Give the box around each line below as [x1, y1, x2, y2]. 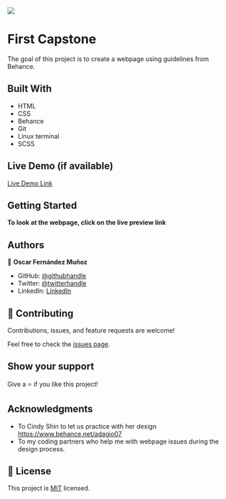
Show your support [7, 360, 95, 372]
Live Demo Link [7, 178, 53, 188]
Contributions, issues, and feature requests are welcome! [7, 326, 176, 334]
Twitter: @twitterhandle [17, 279, 87, 288]
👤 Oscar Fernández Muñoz [7, 258, 87, 267]
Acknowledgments [7, 403, 94, 415]
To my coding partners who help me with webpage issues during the [17, 437, 219, 446]
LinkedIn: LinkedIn [17, 286, 72, 295]
